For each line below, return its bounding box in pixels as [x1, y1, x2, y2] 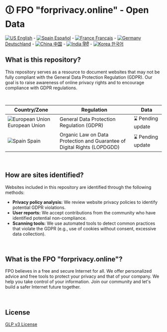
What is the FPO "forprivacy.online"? [5, 255, 123, 263]
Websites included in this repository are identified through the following [5, 184, 152, 190]
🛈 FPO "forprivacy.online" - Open [5, 4, 149, 16]
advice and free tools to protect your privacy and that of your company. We [5, 273, 160, 280]
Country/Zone [14, 106, 49, 113]
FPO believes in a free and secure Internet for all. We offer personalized [5, 268, 152, 274]
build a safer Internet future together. [5, 284, 81, 290]
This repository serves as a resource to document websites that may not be [5, 69, 160, 75]
